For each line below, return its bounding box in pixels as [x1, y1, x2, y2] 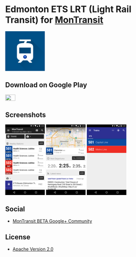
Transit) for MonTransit [5, 14, 104, 26]
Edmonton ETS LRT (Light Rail [5, 4, 131, 15]
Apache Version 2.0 [12, 246, 54, 252]
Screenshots [5, 111, 46, 119]
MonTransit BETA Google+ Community [12, 218, 92, 224]
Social [5, 205, 25, 213]
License [5, 233, 31, 241]
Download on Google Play [5, 81, 87, 89]
